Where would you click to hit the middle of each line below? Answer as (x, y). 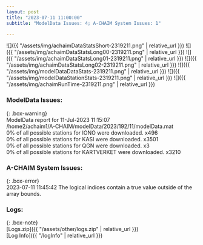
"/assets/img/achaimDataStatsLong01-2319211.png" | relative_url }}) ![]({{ (105, 59)
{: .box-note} (22, 223)
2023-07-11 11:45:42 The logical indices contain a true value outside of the (99, 187)
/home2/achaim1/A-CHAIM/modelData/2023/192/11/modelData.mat (90, 126)
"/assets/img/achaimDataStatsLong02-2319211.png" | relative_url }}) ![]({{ (98, 65)
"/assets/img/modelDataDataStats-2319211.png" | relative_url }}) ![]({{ (93, 72)
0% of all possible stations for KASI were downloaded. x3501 (82, 139)
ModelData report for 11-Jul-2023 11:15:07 (58, 119)
